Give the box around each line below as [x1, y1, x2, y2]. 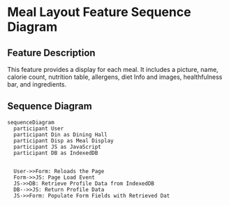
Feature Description [7, 47, 96, 59]
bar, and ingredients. [7, 80, 67, 88]
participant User [13, 125, 64, 132]
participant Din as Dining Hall [13, 131, 108, 138]
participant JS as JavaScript [13, 143, 101, 150]
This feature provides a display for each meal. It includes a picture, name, [7, 66, 219, 73]
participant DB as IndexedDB [13, 149, 98, 156]
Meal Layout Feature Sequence [7, 4, 191, 20]
